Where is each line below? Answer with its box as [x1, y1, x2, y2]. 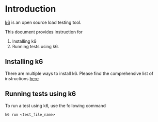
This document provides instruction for [5, 29, 83, 35]
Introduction [5, 3, 56, 15]
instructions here [5, 75, 39, 81]
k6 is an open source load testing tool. [5, 19, 81, 25]
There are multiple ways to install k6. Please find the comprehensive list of [5, 70, 154, 76]
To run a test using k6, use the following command [5, 103, 106, 108]
